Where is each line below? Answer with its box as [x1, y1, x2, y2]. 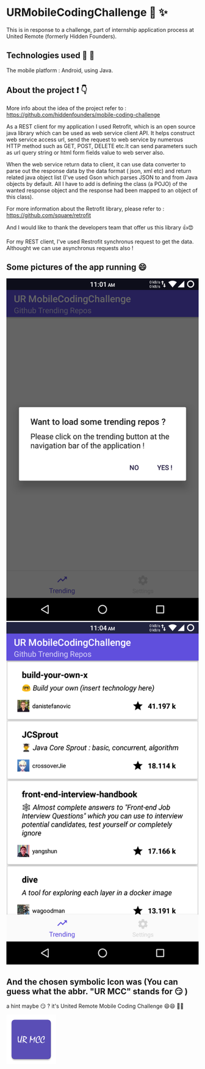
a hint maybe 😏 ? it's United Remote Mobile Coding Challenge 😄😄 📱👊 [6, 1002, 184, 1010]
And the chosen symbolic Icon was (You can [6, 977, 178, 987]
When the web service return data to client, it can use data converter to [6, 160, 186, 168]
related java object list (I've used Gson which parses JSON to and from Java [6, 174, 198, 181]
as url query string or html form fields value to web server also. [6, 149, 165, 156]
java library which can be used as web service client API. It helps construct [6, 129, 195, 136]
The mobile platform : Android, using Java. [6, 67, 113, 74]
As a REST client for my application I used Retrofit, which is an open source [6, 122, 196, 130]
